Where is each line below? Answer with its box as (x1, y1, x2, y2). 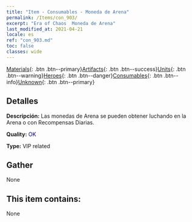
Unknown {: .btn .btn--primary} (18, 78, 95, 85)
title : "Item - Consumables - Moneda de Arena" (6, 9, 130, 15)
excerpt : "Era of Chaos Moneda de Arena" (6, 20, 116, 26)
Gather (6, 160, 34, 170)
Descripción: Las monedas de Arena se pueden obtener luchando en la (6, 112, 187, 120)
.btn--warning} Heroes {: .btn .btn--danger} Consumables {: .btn (6, 71, 163, 79)
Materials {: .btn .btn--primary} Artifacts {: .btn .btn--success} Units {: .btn (6, 65, 186, 73)
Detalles (6, 96, 38, 107)
